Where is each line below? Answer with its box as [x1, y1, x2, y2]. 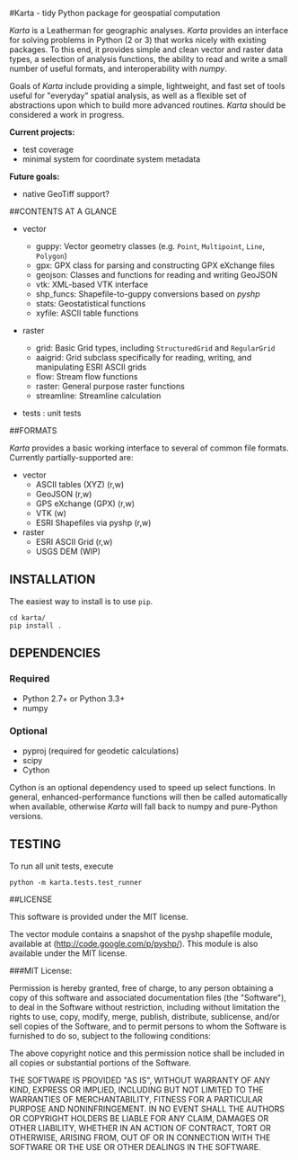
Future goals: [9, 171, 60, 182]
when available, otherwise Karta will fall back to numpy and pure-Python [9, 800, 278, 812]
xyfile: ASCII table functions [35, 308, 139, 318]
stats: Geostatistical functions [35, 299, 146, 308]
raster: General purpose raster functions [35, 381, 186, 391]
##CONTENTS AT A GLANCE [9, 206, 118, 217]
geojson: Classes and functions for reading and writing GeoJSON [35, 270, 278, 280]
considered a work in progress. [9, 110, 125, 120]
